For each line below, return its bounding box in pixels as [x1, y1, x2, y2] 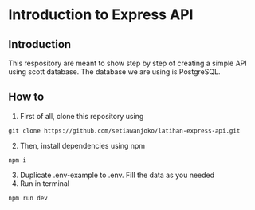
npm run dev [8, 194, 48, 202]
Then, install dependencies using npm [19, 141, 146, 150]
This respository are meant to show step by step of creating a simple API [8, 58, 247, 68]
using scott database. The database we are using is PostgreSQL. [8, 67, 221, 77]
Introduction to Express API [8, 6, 194, 24]
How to [8, 90, 45, 104]
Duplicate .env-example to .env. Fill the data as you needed [19, 170, 215, 180]
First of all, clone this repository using [19, 111, 144, 121]
